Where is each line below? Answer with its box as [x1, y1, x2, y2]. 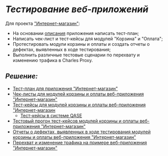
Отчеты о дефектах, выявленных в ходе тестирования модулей [12, 129, 151, 135]
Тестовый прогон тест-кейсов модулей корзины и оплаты [12, 118, 139, 124]
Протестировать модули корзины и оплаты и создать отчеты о [12, 41, 150, 47]
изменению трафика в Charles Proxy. [12, 57, 93, 63]
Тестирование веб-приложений [5, 4, 149, 15]
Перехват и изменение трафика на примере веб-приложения [12, 139, 147, 145]
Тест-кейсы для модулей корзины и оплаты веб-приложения [12, 102, 146, 108]
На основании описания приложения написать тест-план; [12, 30, 139, 36]
